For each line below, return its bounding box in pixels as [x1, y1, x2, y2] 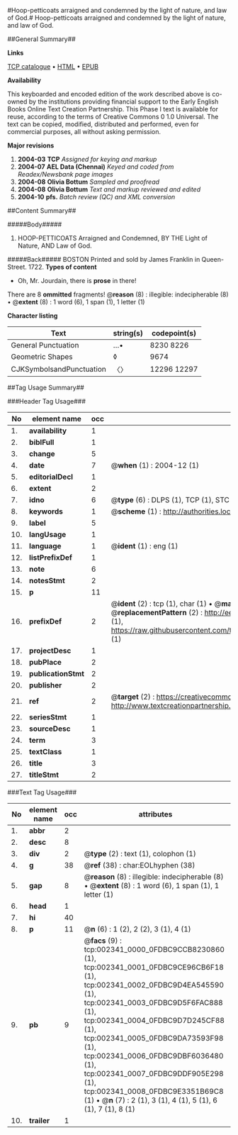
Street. [7, 262, 27, 271]
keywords [29, 506, 64, 516]
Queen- [201, 255, 225, 263]
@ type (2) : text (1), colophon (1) [84, 849, 196, 858]
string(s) [113, 328, 144, 338]
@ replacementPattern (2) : [110, 608, 203, 617]
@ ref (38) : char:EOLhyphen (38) [84, 860, 195, 870]
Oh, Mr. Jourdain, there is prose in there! [17, 277, 137, 284]
